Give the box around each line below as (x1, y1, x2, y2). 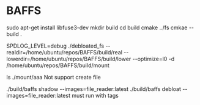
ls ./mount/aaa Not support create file (6, 73, 101, 81)
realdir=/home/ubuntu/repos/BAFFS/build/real (6, 48, 122, 56)
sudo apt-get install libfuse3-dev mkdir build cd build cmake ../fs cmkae (6, 24, 188, 31)
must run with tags (71, 92, 119, 99)
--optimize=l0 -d (132, 55, 175, 62)
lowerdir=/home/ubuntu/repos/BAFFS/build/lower (6, 55, 131, 62)
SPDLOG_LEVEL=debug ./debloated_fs (6, 42, 105, 49)
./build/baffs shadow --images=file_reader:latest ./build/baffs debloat (6, 85, 182, 92)
